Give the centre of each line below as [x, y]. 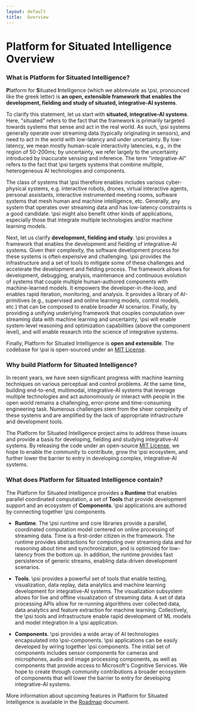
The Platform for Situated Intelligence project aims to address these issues [97, 433]
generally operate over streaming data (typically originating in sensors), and [98, 133]
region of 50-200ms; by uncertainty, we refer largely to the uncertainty [92, 152]
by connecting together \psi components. [57, 511]
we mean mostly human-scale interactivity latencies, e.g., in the [104, 145]
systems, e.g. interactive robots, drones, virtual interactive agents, [108, 188]
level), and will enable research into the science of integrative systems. [92, 332]
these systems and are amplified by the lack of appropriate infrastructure [95, 415]
